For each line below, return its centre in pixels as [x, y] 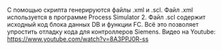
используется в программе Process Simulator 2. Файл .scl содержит [107, 17]
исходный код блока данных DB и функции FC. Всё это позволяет [103, 24]
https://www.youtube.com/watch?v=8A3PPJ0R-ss [78, 39]
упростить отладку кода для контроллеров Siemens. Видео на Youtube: [111, 32]
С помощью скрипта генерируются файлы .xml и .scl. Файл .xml [100, 10]
